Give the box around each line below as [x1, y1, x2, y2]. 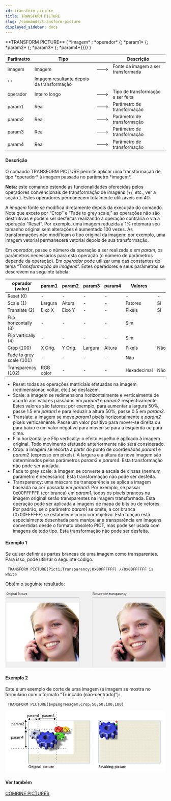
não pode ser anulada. [12, 463, 60, 469]
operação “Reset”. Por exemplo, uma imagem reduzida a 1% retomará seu [5, 221, 160, 227]
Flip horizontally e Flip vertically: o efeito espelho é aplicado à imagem [12, 436, 160, 442]
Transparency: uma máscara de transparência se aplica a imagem [12, 479, 151, 485]
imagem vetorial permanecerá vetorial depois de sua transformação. [5, 237, 149, 243]
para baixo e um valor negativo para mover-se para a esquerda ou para [12, 425, 163, 431]
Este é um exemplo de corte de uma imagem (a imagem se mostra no [5, 686, 151, 692]
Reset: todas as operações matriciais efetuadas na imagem [12, 381, 137, 387]
